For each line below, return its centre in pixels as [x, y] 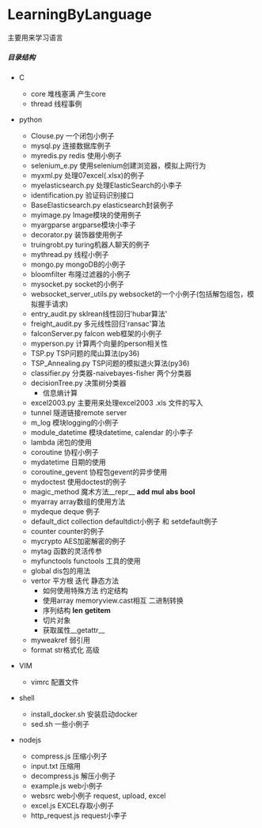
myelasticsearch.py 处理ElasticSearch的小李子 [106, 185]
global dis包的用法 [61, 570]
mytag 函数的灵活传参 [66, 550]
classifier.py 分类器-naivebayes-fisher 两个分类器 [111, 372]
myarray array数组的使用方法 [78, 501]
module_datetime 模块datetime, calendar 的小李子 [112, 432]
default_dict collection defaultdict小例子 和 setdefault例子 [124, 521]
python [30, 119]
